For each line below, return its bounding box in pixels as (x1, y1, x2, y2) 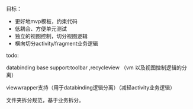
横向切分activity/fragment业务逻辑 (14, 40, 99, 47)
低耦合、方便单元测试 (14, 25, 67, 32)
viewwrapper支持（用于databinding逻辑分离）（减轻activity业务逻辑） (6, 84, 176, 91)
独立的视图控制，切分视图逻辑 (14, 33, 88, 40)
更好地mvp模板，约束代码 (14, 18, 78, 25)
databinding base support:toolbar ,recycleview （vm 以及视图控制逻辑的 (6, 64, 182, 71)
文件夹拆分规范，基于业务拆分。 (6, 97, 84, 104)
